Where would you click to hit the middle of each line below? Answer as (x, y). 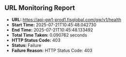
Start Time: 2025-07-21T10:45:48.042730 (54, 25)
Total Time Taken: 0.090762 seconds (49, 35)
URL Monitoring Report (40, 8)
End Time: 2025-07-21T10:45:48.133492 (52, 30)
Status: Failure (26, 45)
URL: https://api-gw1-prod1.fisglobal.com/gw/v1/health (66, 19)
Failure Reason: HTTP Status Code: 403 (52, 50)
